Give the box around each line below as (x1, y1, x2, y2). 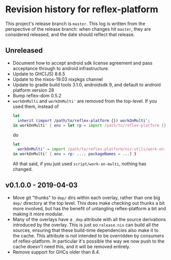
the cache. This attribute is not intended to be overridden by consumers (12, 232, 164, 239)
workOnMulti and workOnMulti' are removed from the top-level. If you (12, 98, 157, 104)
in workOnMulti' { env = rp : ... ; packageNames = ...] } (12, 151, 137, 157)
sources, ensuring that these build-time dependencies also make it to (12, 227, 159, 233)
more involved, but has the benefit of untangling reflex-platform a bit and (12, 205, 166, 211)
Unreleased (5, 46, 43, 55)
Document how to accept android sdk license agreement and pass (12, 60, 153, 66)
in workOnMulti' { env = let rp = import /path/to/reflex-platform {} (12, 123, 166, 128)
